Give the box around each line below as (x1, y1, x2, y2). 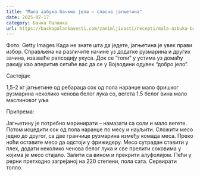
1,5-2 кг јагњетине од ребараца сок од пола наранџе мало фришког (6, 84, 179, 91)
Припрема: (6, 108, 35, 115)
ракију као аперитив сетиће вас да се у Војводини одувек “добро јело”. (6, 61, 189, 68)
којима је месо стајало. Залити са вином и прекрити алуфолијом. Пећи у (6, 152, 192, 159)
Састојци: (6, 72, 31, 79)
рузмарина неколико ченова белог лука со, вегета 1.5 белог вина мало (6, 90, 187, 97)
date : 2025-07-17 (6, 14, 49, 20)
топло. (6, 164, 23, 171)
